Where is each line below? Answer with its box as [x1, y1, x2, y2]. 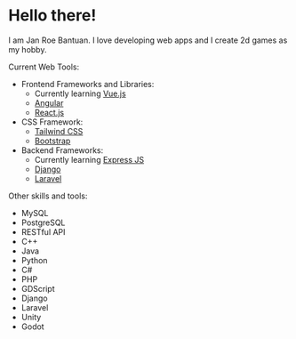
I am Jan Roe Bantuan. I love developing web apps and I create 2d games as [8, 35, 288, 45]
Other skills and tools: [8, 190, 88, 201]
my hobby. [8, 44, 47, 54]
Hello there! [8, 5, 97, 26]
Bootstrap [34, 135, 71, 146]
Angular [34, 97, 64, 108]
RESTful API [20, 226, 66, 237]
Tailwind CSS [34, 125, 84, 136]
